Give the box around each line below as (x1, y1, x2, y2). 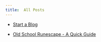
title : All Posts (5, 7, 45, 13)
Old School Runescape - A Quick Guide (12, 31, 96, 37)
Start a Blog (12, 21, 38, 27)
